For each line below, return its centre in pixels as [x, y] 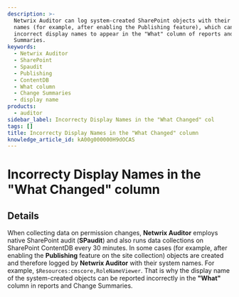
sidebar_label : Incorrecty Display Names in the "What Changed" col [111, 119]
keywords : [22, 47]
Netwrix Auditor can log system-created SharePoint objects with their [122, 21]
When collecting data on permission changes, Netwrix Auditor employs [113, 233]
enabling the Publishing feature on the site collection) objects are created [116, 256]
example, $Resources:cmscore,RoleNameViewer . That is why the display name [118, 271]
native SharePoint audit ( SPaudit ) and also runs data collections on [106, 241]
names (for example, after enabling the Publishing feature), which [117, 27]
